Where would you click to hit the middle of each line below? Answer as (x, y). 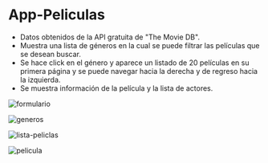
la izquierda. (40, 79)
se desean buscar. (51, 54)
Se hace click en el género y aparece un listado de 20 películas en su (134, 63)
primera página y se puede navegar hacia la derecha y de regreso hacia (139, 71)
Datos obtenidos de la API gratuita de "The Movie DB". (110, 37)
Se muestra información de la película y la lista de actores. (116, 88)
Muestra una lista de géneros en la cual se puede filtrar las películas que (140, 45)
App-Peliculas (57, 15)
